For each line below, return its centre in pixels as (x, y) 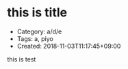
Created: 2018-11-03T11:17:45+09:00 (69, 46)
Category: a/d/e (39, 31)
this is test (22, 59)
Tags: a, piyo (35, 38)
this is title (37, 13)
